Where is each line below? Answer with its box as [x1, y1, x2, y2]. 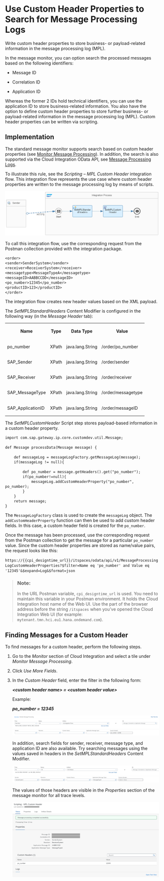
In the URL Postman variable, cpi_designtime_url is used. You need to [17, 591, 158, 597]
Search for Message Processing [5, 14, 138, 25]
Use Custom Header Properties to [5, 3, 144, 15]
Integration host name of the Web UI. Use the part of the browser [17, 601, 148, 607]
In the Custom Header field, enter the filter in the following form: [12, 677, 142, 683]
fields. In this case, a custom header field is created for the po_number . [5, 523, 145, 528]
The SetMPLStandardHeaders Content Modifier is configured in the [5, 308, 141, 314]
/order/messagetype [102, 390, 143, 396]
